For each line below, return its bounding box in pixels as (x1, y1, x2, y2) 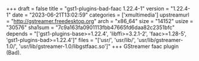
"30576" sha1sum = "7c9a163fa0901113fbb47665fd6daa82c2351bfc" (6, 24, 175, 31)
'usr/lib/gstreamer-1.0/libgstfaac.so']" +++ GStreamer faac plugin (18, 43, 179, 50)
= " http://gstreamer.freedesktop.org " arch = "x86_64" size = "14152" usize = (6, 18, 194, 24)
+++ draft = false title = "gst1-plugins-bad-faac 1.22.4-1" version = (6, 5, 169, 12)
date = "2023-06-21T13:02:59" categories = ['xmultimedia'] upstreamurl (12, 11, 189, 18)
